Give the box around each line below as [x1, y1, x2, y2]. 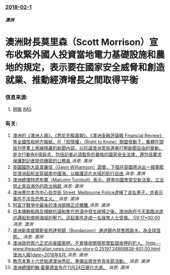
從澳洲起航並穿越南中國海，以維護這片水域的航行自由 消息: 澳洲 [12, 171, 145, 177]
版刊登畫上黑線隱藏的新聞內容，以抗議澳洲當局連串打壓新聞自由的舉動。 [12, 145, 163, 151]
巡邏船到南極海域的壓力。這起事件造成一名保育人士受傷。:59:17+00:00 [12, 215, 160, 221]
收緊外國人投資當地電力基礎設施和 [14, 49, 156, 60]
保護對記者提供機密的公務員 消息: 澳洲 [12, 158, 92, 164]
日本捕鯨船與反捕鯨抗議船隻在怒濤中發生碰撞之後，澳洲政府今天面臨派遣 [12, 209, 163, 215]
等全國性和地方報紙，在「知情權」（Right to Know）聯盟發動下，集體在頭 [12, 139, 164, 145]
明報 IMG [12, 106, 32, 112]
